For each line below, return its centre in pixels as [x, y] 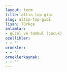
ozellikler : [18, 39]
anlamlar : [16, 29]
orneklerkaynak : [22, 57]
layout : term [19, 10]
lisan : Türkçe [20, 24]
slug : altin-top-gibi [28, 19]
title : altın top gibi [29, 15]
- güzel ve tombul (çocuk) [34, 33]
